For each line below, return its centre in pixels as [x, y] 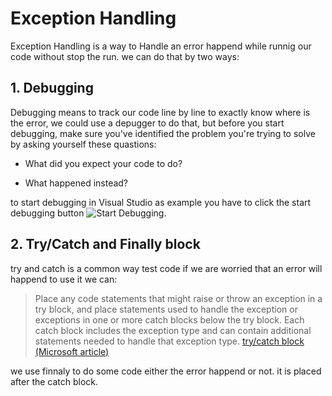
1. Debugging [52, 88]
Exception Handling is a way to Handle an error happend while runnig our [161, 46]
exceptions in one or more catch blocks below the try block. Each [169, 319]
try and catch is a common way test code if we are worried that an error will [166, 268]
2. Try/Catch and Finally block [105, 244]
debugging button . [88, 213]
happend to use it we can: [64, 279]
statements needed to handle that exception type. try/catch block [169, 341]
